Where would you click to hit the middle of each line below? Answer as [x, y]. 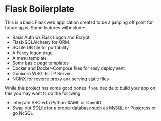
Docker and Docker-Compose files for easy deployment [69, 68]
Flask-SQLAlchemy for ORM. [41, 42]
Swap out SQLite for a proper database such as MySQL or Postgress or [84, 108]
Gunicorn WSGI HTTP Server [41, 73]
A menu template [29, 58]
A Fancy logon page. [33, 53]
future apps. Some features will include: [45, 27]
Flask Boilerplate [40, 9]
